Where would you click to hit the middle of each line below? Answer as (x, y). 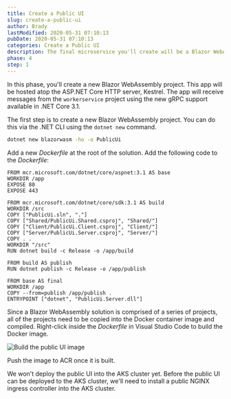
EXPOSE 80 (21, 184)
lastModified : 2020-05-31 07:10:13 (58, 33)
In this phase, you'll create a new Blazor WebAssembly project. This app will (115, 84)
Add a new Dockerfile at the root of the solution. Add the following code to (112, 153)
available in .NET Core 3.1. (44, 106)
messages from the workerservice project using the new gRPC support (108, 99)
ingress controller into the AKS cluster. (62, 388)
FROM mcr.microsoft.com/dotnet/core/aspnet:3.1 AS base (89, 173)
